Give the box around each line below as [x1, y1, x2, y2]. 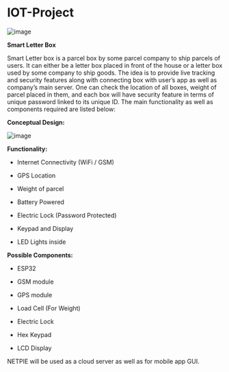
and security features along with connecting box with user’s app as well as [7, 75, 217, 84]
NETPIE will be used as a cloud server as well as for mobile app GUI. [7, 357, 200, 365]
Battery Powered [16, 197, 65, 206]
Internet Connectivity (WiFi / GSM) [16, 158, 115, 166]
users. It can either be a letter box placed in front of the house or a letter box [7, 61, 223, 69]
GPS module [16, 290, 53, 299]
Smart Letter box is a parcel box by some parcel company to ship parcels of [7, 53, 221, 62]
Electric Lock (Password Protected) [16, 211, 118, 219]
